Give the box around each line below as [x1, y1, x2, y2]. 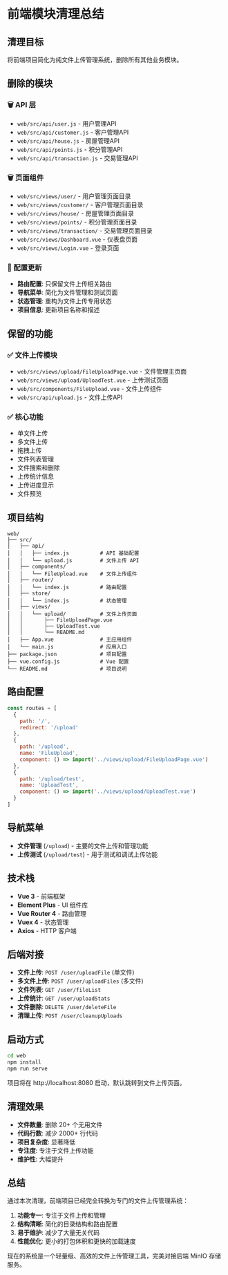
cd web [7, 1053, 26, 1060]
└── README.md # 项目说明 [7, 666, 127, 673]
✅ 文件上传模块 [7, 350, 57, 360]
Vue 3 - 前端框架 [17, 892, 66, 900]
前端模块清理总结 [7, 6, 105, 22]
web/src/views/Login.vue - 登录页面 [17, 243, 120, 252]
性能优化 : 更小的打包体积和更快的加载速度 [17, 1237, 136, 1245]
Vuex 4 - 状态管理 [17, 918, 69, 926]
